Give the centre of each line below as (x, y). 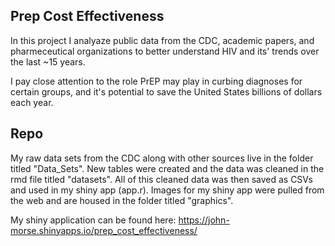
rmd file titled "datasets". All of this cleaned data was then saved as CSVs (161, 179)
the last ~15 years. (48, 61)
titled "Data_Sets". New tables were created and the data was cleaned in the (167, 168)
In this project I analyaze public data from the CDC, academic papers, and (162, 40)
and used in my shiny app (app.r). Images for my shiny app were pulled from (167, 190)
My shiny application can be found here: (93, 220)
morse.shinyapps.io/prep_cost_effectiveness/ (104, 230)
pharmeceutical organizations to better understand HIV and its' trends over (165, 51)
